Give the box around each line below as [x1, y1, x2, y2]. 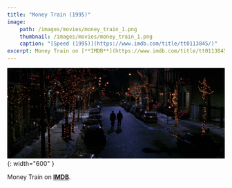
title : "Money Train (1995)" [7, 11, 91, 18]
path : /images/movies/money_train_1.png [19, 26, 137, 32]
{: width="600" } [7, 159, 55, 167]
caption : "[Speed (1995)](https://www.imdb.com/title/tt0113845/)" [19, 40, 217, 48]
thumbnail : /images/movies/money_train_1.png [19, 33, 153, 40]
